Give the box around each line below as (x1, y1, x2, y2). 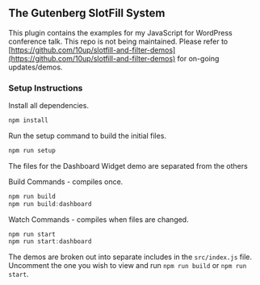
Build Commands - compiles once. (8, 177, 124, 187)
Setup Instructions (8, 82, 83, 94)
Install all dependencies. (8, 101, 89, 111)
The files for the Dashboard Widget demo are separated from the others (8, 161, 248, 170)
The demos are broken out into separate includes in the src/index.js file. (8, 252, 253, 262)
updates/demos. (8, 62, 63, 72)
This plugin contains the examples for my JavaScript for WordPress (8, 27, 233, 37)
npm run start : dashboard (8, 237, 92, 245)
